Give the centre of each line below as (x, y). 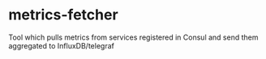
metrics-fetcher (64, 15)
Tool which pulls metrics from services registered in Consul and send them (133, 37)
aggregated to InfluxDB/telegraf (62, 45)
